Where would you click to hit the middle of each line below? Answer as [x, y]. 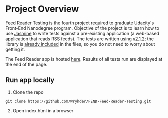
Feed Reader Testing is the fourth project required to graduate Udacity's [80, 23]
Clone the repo [28, 92]
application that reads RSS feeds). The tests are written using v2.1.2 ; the [80, 39]
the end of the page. [26, 64]
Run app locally [30, 80]
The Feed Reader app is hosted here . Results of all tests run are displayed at [84, 59]
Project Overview [42, 9]
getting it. [15, 49]
